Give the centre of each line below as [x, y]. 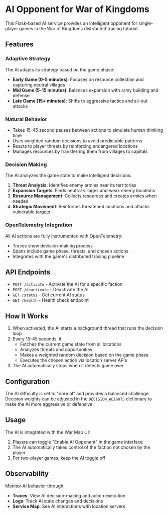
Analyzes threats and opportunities [56, 350]
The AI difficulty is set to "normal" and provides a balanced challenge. [78, 393]
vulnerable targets [31, 212]
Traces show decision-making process [52, 245]
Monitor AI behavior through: [35, 486]
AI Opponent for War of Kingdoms [77, 9]
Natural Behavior [26, 119]
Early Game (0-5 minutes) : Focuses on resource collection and [78, 79]
